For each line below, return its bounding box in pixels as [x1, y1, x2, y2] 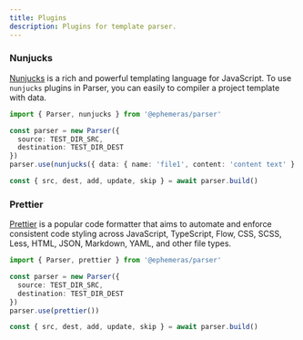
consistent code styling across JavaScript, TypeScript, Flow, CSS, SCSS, [9, 229, 282, 240]
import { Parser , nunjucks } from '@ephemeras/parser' [9, 109, 222, 118]
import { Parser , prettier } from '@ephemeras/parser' [9, 256, 222, 265]
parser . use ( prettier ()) [9, 306, 100, 315]
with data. [9, 92, 47, 103]
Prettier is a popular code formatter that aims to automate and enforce [9, 219, 273, 230]
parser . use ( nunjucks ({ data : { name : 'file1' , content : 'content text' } [9, 160, 296, 170]
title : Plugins [9, 13, 67, 23]
